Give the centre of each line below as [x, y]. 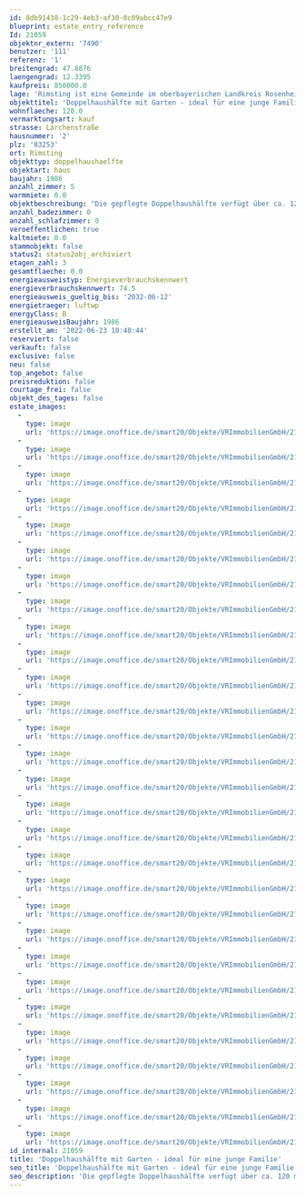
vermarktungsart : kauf [52, 119]
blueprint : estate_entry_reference [77, 26]
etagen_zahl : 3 [38, 263]
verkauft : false [40, 347]
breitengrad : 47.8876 [50, 69]
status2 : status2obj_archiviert [70, 255]
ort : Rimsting [36, 153]
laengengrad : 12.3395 [50, 77]
